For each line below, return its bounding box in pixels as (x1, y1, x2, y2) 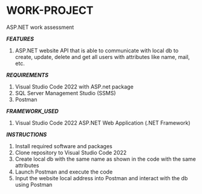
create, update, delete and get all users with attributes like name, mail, (15, 53, 191, 60)
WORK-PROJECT (6, 4, 94, 17)
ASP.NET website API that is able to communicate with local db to (15, 46, 179, 54)
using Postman (15, 181, 53, 188)
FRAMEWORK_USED (6, 107, 59, 114)
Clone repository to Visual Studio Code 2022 (15, 149, 127, 156)
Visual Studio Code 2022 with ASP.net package (15, 83, 134, 90)
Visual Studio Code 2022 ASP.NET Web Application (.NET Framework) (15, 119, 191, 127)
